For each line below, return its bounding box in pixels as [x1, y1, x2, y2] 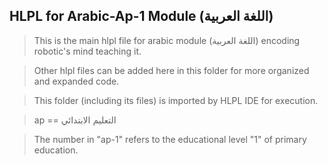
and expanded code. [33, 75, 120, 87]
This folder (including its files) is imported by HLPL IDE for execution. [33, 94, 319, 106]
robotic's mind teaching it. [33, 45, 142, 57]
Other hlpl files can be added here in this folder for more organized [33, 64, 310, 76]
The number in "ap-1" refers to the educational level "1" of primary [33, 133, 307, 145]
